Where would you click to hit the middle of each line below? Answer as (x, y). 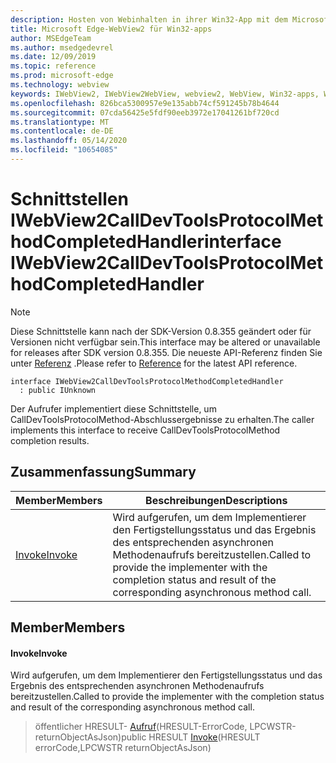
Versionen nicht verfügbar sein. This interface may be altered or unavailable (165, 342)
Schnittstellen (69, 199)
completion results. (50, 440)
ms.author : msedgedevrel (62, 47)
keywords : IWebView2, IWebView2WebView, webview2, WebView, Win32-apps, (165, 94)
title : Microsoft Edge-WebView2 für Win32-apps (111, 29)
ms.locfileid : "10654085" (64, 150)
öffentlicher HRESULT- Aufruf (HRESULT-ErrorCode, (141, 727)
